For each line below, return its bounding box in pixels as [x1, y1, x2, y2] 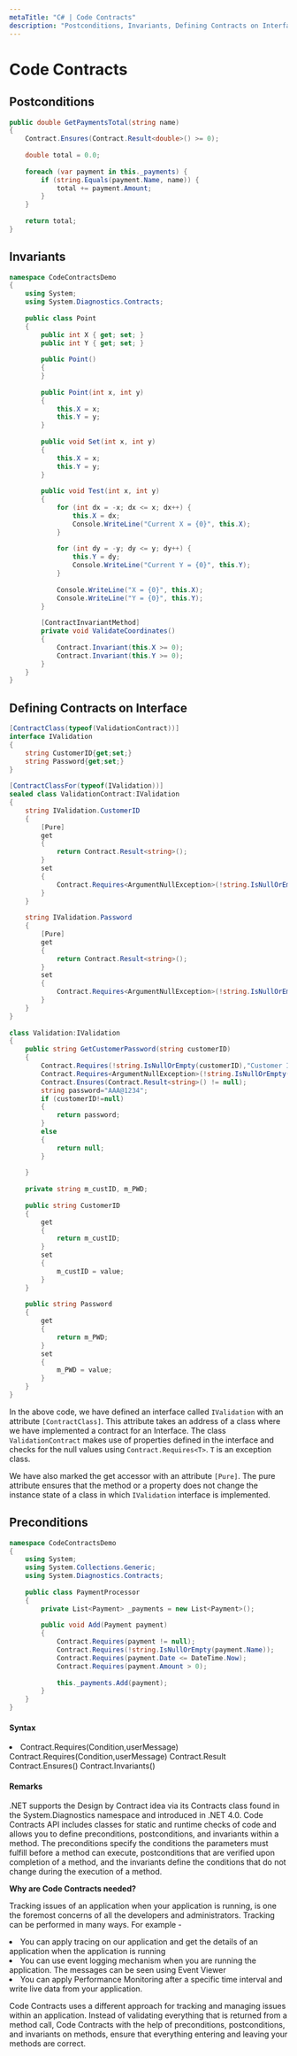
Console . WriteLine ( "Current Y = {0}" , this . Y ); [72, 561, 251, 570]
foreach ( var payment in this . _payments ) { [25, 167, 188, 176]
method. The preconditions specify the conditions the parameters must [9, 1838, 269, 1849]
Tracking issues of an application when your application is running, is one [9, 1900, 277, 1912]
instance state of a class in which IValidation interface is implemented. [9, 1489, 271, 1500]
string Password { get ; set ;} [25, 757, 125, 766]
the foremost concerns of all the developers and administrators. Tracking [9, 1910, 276, 1921]
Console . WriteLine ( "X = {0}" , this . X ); [56, 585, 203, 594]
